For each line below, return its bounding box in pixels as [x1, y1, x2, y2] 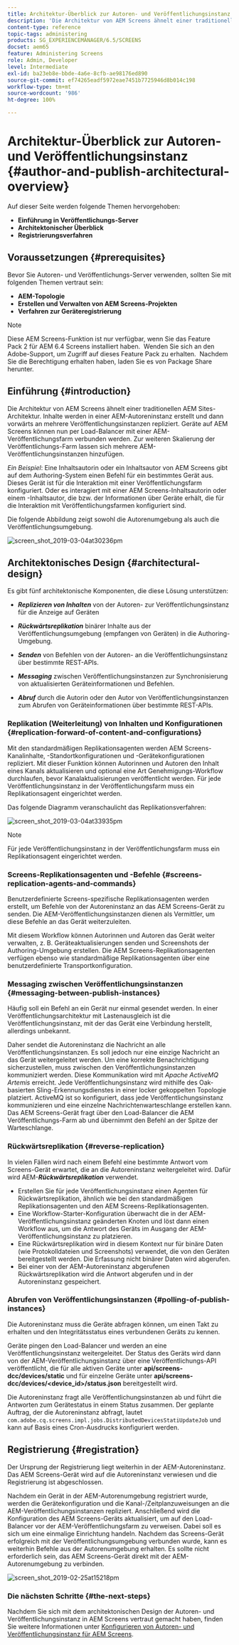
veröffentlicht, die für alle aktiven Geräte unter [7, 1363, 142, 1373]
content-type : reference [7, 23, 81, 31]
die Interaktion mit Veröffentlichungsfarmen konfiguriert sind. [7, 501, 186, 509]
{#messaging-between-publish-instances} [7, 988, 161, 998]
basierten [7, 1086, 36, 1095]
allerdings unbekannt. [7, 1027, 71, 1036]
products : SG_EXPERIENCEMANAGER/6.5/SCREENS [7, 37, 142, 44]
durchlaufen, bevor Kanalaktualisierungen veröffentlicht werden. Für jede [7, 774, 222, 782]
